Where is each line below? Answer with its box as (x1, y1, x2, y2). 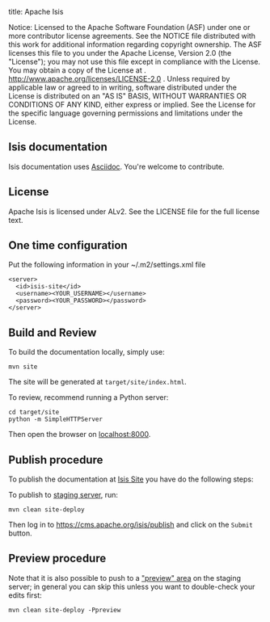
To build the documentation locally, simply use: (8, 347, 165, 357)
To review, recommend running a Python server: (8, 393, 169, 402)
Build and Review (8, 326, 97, 339)
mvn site (8, 363, 38, 371)
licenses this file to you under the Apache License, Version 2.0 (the (8, 48, 232, 57)
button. (8, 528, 32, 538)
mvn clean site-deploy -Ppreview (8, 606, 121, 614)
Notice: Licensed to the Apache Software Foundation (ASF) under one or (8, 23, 251, 32)
